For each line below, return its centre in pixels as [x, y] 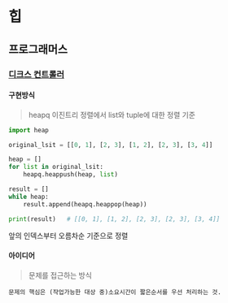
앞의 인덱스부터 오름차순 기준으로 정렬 [68, 236]
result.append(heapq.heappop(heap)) [85, 204]
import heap [28, 130]
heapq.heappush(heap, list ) [70, 175]
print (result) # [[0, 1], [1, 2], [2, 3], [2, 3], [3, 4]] [114, 219]
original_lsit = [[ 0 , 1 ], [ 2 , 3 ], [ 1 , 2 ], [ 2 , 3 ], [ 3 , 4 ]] [111, 145]
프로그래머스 [38, 49]
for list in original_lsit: [56, 167]
